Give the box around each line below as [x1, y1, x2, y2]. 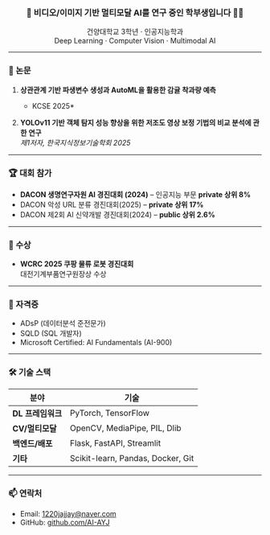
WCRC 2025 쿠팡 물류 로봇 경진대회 [19, 259, 134, 269]
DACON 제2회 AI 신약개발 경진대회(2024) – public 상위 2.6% [19, 209, 215, 219]
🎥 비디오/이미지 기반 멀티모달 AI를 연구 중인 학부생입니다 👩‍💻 [26, 6, 244, 18]
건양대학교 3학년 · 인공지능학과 [87, 27, 183, 37]
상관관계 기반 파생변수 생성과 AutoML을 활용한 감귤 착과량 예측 [19, 84, 217, 94]
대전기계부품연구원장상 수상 [19, 270, 107, 279]
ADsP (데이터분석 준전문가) [19, 319, 106, 328]
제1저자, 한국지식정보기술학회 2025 [19, 138, 131, 147]
